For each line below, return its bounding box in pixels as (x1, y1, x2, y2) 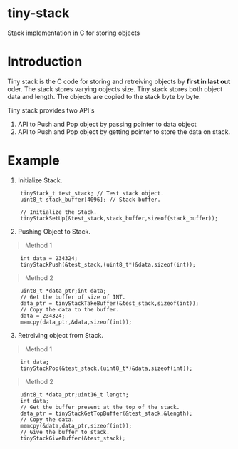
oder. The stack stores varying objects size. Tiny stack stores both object (7, 84, 223, 93)
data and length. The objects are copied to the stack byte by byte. (7, 92, 201, 100)
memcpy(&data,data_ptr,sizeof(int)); (20, 422, 133, 429)
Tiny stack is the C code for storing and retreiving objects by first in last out (7, 77, 231, 86)
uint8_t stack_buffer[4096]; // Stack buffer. (20, 196, 161, 203)
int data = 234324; (20, 254, 78, 262)
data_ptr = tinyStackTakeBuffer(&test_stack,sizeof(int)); (20, 299, 200, 307)
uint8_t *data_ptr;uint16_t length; (20, 391, 130, 398)
